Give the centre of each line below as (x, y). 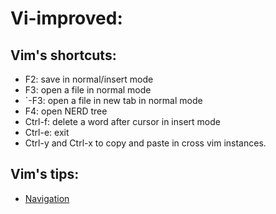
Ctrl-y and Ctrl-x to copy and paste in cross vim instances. (145, 143)
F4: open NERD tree (66, 111)
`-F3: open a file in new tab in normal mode (113, 100)
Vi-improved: (66, 18)
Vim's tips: (45, 174)
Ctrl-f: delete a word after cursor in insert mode (122, 121)
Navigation (47, 198)
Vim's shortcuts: (63, 55)
